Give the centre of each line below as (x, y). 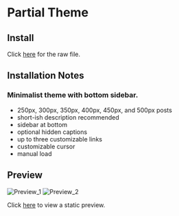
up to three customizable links (60, 139)
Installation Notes (46, 76)
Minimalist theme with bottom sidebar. (73, 95)
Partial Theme (48, 13)
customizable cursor (46, 146)
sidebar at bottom (42, 124)
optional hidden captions (52, 132)
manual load (35, 153)
